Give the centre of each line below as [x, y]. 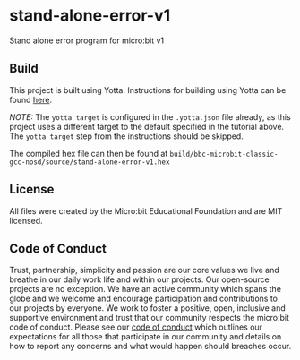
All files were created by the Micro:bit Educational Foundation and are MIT [146, 210]
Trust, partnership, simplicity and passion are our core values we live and [144, 270]
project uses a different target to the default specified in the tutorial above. [147, 126]
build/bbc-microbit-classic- [224, 154]
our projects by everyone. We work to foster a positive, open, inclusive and [148, 308]
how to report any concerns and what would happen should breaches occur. [150, 347]
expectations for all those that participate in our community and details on [146, 337]
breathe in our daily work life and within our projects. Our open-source [140, 279]
